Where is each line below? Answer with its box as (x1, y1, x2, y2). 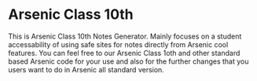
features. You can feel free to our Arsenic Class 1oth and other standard (8, 48, 240, 57)
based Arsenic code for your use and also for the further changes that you (8, 57, 249, 66)
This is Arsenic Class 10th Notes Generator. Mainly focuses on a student (8, 31, 242, 41)
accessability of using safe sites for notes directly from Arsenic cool (8, 39, 229, 49)
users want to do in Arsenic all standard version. (8, 64, 165, 74)
